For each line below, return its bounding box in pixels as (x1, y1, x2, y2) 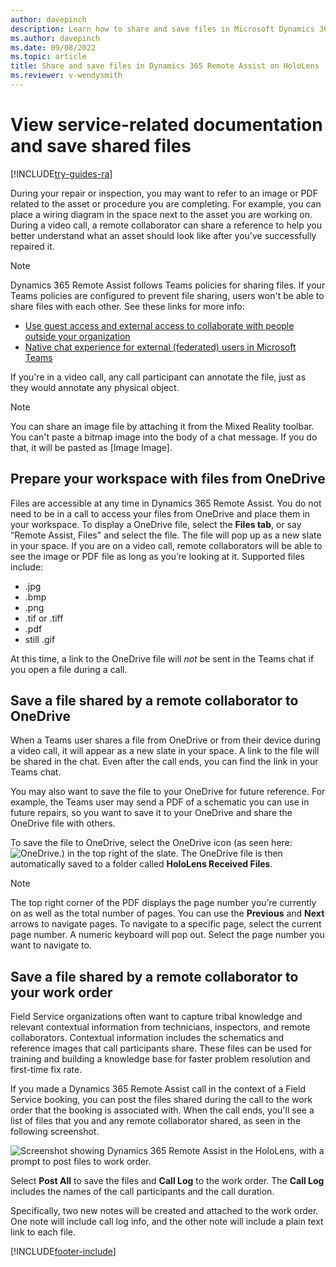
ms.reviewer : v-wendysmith (10, 71, 123, 81)
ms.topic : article (10, 52, 87, 62)
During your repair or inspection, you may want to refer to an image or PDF (10, 187, 318, 199)
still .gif (24, 633, 56, 645)
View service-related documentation (10, 114, 323, 136)
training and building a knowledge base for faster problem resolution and (10, 1053, 311, 1065)
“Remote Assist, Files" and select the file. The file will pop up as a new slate (10, 529, 322, 541)
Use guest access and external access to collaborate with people (24, 319, 295, 331)
